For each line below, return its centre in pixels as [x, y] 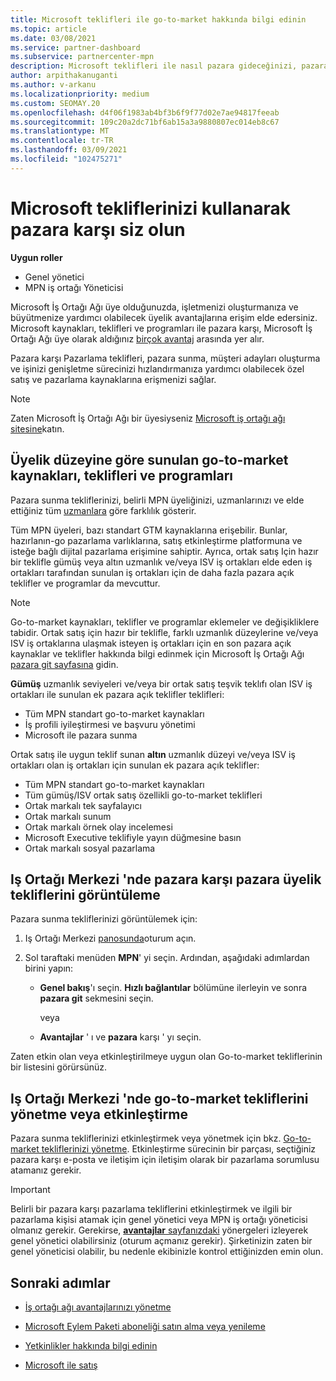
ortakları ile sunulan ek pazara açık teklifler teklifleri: [117, 694]
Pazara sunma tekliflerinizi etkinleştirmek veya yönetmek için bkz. [146, 1138]
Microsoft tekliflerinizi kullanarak [150, 208]
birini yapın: [49, 968]
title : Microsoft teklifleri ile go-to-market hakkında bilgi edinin [158, 19]
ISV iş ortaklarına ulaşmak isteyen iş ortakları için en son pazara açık [151, 643]
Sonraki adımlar [60, 1282]
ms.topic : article [48, 29]
